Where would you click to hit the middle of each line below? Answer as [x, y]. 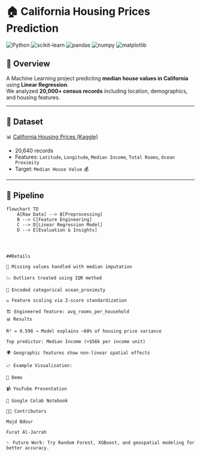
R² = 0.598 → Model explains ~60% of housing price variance [84, 331]
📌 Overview [28, 64]
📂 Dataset [25, 122]
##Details [19, 256]
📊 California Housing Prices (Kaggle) [52, 137]
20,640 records [34, 150]
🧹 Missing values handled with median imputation [69, 267]
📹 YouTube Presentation [37, 389]
